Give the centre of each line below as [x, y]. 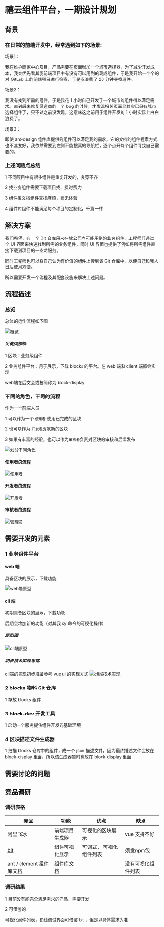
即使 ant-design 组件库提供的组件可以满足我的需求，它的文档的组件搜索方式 [81, 139]
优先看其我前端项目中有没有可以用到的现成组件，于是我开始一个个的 [90, 73]
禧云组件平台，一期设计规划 [61, 10]
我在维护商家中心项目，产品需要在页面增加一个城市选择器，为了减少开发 [78, 67]
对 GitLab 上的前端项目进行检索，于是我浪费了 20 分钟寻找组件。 [70, 79]
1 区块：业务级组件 [24, 355]
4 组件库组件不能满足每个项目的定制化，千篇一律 [54, 209]
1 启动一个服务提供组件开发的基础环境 [43, 725]
